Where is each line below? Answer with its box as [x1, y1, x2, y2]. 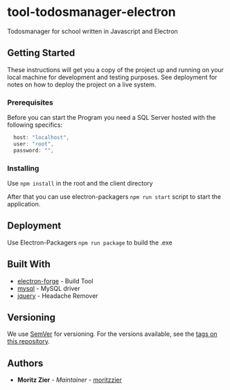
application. [7, 200, 41, 208]
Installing [7, 163, 39, 173]
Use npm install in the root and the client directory [7, 179, 154, 187]
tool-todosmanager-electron [7, 4, 177, 20]
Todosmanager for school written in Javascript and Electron [7, 27, 178, 35]
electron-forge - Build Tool [17, 276, 94, 285]
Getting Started [7, 47, 76, 59]
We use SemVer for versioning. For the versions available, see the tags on [7, 330, 218, 338]
